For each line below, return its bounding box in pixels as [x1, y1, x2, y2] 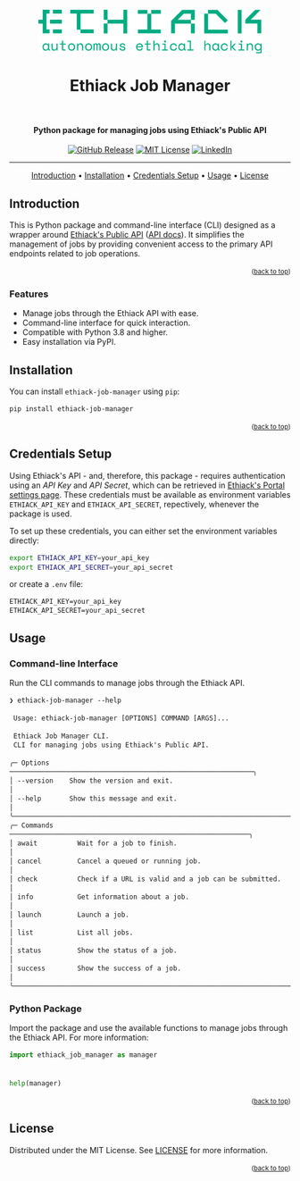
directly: [9, 535, 40, 546]
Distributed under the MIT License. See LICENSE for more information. [9, 1144, 269, 1155]
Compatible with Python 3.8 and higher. [21, 327, 168, 338]
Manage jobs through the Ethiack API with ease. [21, 308, 199, 319]
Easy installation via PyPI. [21, 337, 116, 348]
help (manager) [9, 1079, 62, 1088]
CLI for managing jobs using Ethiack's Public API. [12, 741, 210, 750]
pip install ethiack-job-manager [9, 405, 134, 414]
